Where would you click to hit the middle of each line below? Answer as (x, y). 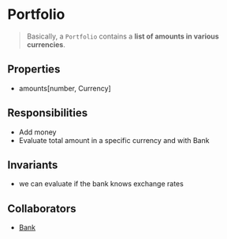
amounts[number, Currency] (65, 88)
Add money (37, 132)
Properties (34, 70)
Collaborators (42, 209)
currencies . (46, 44)
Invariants (33, 165)
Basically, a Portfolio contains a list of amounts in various (123, 36)
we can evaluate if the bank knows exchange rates (101, 184)
